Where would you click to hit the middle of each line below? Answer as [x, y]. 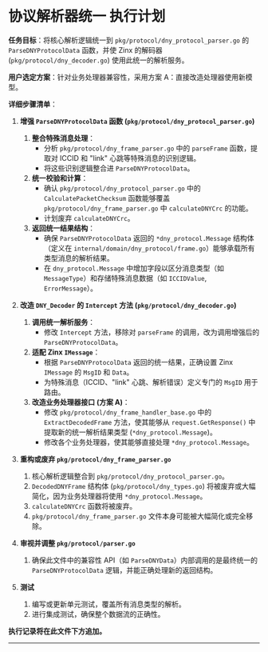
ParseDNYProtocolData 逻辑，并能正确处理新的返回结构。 [124, 570]
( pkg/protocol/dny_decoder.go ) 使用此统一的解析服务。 [99, 60]
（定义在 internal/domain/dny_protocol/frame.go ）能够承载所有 [149, 248]
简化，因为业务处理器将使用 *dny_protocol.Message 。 [119, 496]
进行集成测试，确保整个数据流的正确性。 [98, 614]
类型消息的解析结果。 [79, 258]
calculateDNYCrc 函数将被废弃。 [84, 506]
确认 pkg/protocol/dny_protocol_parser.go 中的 [122, 188]
